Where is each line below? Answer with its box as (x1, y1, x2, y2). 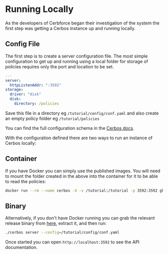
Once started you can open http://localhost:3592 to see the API (5, 239, 140, 245)
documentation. (5, 245, 38, 251)
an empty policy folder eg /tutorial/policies (5, 115, 100, 121)
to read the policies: (5, 178, 46, 184)
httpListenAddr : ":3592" (9, 82, 61, 88)
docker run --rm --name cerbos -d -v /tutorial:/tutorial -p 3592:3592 (5, 188, 157, 193)
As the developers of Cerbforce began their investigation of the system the (5, 20, 160, 26)
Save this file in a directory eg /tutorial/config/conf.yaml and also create (5, 110, 159, 116)
